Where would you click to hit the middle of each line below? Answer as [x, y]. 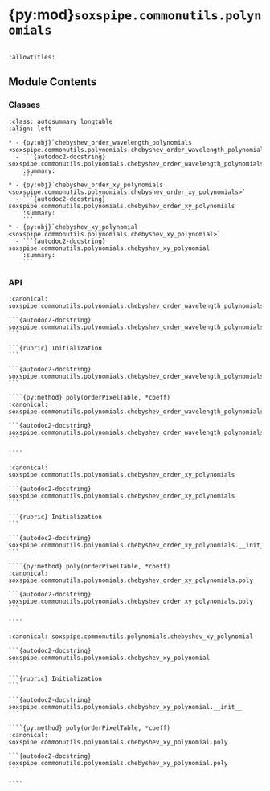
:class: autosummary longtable [61, 121]
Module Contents [53, 82]
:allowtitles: [32, 57]
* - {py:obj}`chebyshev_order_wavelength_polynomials [100, 142]
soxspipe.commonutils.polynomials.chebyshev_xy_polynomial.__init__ [125, 707]
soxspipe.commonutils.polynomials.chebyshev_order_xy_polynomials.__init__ [138, 545]
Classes [25, 105]
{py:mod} [41, 15]
